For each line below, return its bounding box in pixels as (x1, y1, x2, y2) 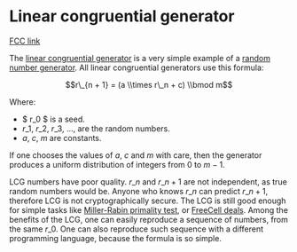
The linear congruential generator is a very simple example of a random (9, 52, 270, 63)
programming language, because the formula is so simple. (9, 232, 222, 243)
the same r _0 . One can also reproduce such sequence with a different (9, 224, 264, 234)
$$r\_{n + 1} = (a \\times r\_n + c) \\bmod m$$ (65, 79, 233, 90)
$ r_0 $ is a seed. (21, 114, 86, 124)
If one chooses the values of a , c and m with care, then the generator (9, 149, 262, 161)
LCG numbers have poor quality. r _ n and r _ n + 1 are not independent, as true (9, 176, 288, 187)
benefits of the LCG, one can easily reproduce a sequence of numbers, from (9, 214, 288, 224)
